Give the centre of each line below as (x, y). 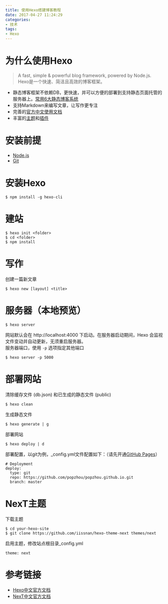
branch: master (26, 482)
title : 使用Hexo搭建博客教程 (33, 10)
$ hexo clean (19, 404)
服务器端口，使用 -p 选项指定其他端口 (45, 347)
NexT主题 (26, 504)
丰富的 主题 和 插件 (31, 118)
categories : (18, 20)
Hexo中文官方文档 (32, 590)
